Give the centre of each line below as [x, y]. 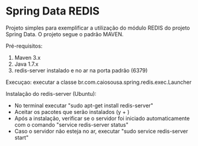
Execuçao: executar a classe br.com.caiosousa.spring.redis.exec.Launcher [99, 82]
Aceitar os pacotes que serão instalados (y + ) [72, 112]
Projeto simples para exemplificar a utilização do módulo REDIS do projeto [98, 28]
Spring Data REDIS [53, 11]
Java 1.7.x [26, 64]
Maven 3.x [27, 57]
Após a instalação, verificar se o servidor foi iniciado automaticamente [102, 118]
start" [21, 138]
